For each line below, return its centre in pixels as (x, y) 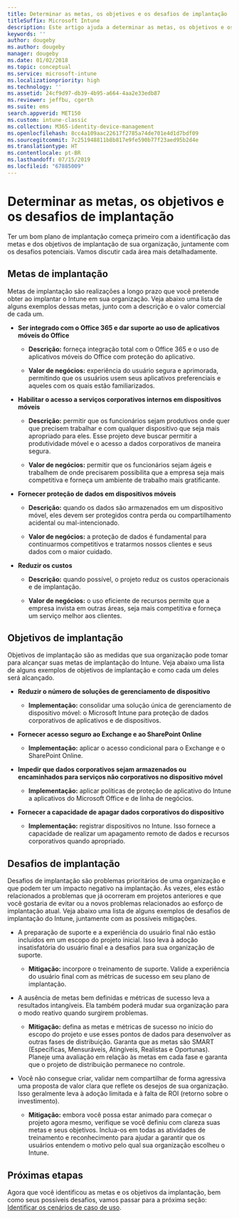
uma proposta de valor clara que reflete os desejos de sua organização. (123, 1086)
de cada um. (26, 313)
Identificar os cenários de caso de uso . (65, 1207)
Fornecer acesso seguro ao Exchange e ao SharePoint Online (110, 734)
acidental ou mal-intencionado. (74, 522)
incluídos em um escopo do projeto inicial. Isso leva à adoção (108, 940)
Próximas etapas (45, 1175)
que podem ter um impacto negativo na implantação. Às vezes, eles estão (116, 888)
